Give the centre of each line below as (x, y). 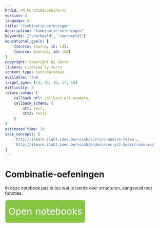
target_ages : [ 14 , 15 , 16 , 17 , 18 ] (41, 83)
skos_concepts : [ (23, 134)
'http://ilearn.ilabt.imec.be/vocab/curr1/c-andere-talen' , (76, 139)
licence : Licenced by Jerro (34, 67)
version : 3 (16, 15)
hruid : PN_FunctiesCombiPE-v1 (36, 10)
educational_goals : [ (27, 42)
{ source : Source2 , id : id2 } (42, 51)
